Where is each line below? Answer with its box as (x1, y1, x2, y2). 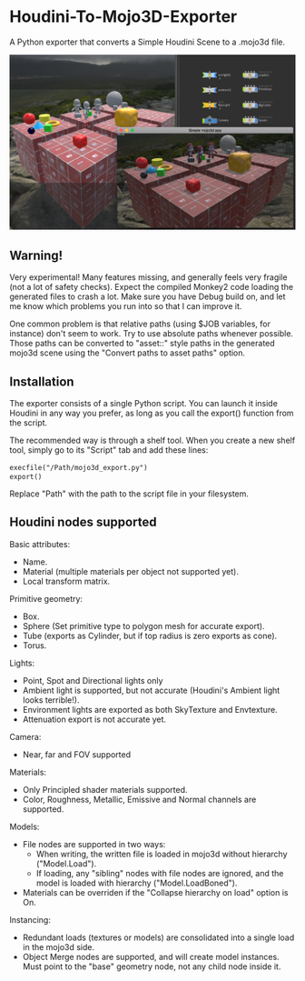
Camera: (9, 731, 42, 742)
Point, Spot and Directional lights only (22, 675, 163, 686)
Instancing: (9, 914, 52, 925)
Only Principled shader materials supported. (22, 784, 188, 795)
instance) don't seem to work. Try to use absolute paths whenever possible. (9, 328, 293, 339)
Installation (9, 374, 74, 389)
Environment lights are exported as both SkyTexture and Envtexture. (22, 704, 279, 715)
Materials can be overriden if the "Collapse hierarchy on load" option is (22, 886, 289, 897)
